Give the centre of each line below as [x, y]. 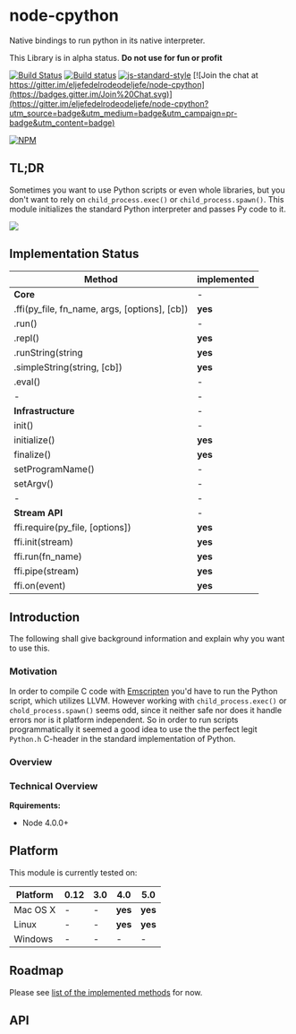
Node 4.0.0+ [45, 823]
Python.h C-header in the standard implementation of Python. [123, 738]
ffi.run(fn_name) [48, 556]
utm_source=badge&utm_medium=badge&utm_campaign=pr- [123, 113]
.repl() [27, 338]
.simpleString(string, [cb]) [68, 366]
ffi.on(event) [40, 585]
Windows [34, 939]
